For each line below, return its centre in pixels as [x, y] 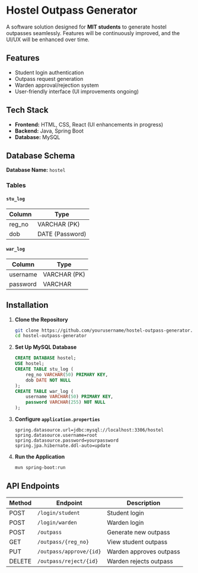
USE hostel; [29, 364]
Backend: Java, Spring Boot [49, 131]
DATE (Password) [62, 234]
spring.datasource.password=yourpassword [66, 440]
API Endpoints [33, 486]
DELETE [20, 561]
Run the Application [40, 457]
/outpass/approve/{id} [70, 551]
